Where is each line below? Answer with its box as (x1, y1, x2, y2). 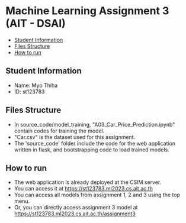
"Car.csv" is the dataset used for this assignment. (14, 133, 136, 140)
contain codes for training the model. (14, 127, 105, 134)
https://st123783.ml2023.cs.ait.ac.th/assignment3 (14, 210, 136, 217)
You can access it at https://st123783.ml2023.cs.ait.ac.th (14, 185, 153, 192)
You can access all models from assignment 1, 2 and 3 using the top (14, 191, 180, 199)
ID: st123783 (14, 88, 45, 95)
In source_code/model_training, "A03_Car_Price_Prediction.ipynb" (14, 121, 175, 128)
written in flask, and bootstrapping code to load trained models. (14, 146, 169, 153)
